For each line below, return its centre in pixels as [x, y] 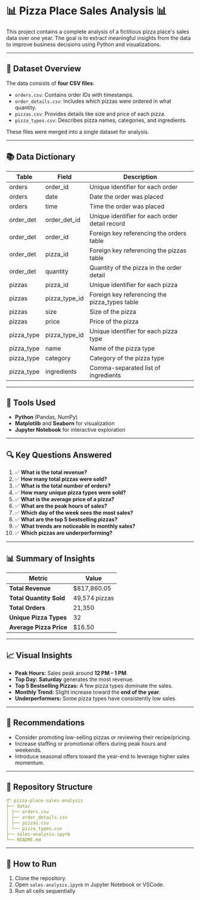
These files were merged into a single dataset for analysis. [78, 132]
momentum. [29, 762]
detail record [107, 223]
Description [140, 176]
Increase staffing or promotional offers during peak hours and [90, 743]
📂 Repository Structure [49, 787]
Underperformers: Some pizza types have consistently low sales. [96, 698]
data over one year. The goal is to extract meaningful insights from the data [99, 38]
